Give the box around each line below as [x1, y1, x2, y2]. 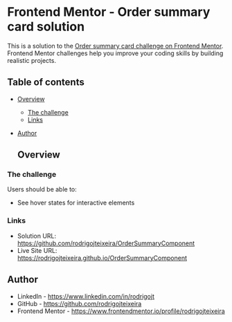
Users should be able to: [7, 185, 78, 193]
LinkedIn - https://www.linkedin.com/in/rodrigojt [17, 292, 154, 301]
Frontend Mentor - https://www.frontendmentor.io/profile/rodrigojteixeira [17, 307, 225, 315]
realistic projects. [7, 56, 57, 64]
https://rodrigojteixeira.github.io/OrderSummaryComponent [17, 254, 187, 262]
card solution [7, 19, 85, 35]
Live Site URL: [17, 246, 57, 254]
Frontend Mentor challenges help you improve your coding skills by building [7, 49, 224, 57]
